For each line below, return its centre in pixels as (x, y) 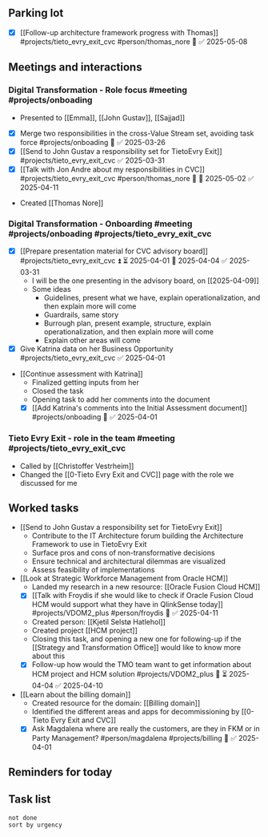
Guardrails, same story (81, 315)
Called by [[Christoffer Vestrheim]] (77, 466)
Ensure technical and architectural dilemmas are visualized (129, 561)
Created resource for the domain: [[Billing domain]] (116, 703)
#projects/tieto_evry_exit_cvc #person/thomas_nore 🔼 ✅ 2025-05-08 (134, 41)
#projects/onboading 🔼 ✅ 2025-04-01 (94, 417)
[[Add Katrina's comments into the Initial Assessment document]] (140, 408)
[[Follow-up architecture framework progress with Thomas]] (119, 32)
